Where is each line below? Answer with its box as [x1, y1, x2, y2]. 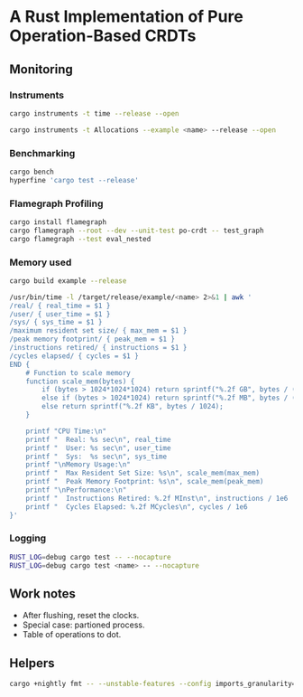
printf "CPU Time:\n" [25, 427, 106, 436]
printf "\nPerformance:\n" [25, 485, 127, 494]
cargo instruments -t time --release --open [9, 108, 179, 118]
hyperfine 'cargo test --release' [9, 175, 140, 184]
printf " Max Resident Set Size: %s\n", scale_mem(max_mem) [25, 468, 260, 478]
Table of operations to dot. [22, 629, 122, 640]
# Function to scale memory [25, 368, 131, 377]
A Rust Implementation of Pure [9, 6, 243, 27]
